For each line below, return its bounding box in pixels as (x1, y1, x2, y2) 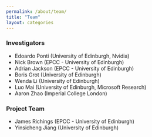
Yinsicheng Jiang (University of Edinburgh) (14, 124, 119, 131)
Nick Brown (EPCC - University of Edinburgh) (14, 58, 124, 65)
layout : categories (6, 19, 54, 25)
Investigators (6, 39, 45, 47)
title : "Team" (6, 14, 41, 20)
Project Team (6, 104, 45, 112)
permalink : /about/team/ (6, 8, 67, 15)
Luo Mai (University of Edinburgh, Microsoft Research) (14, 83, 147, 91)
